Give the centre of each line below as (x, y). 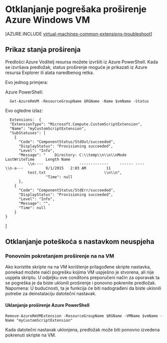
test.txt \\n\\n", (75, 173)
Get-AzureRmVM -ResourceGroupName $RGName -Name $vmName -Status (79, 101)
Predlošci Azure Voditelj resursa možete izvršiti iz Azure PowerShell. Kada (81, 62)
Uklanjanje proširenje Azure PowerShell (47, 305)
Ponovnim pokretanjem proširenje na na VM (60, 256)
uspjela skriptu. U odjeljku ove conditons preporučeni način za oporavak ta (82, 278)
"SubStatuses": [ (28, 133)
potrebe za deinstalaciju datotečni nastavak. (51, 294)
